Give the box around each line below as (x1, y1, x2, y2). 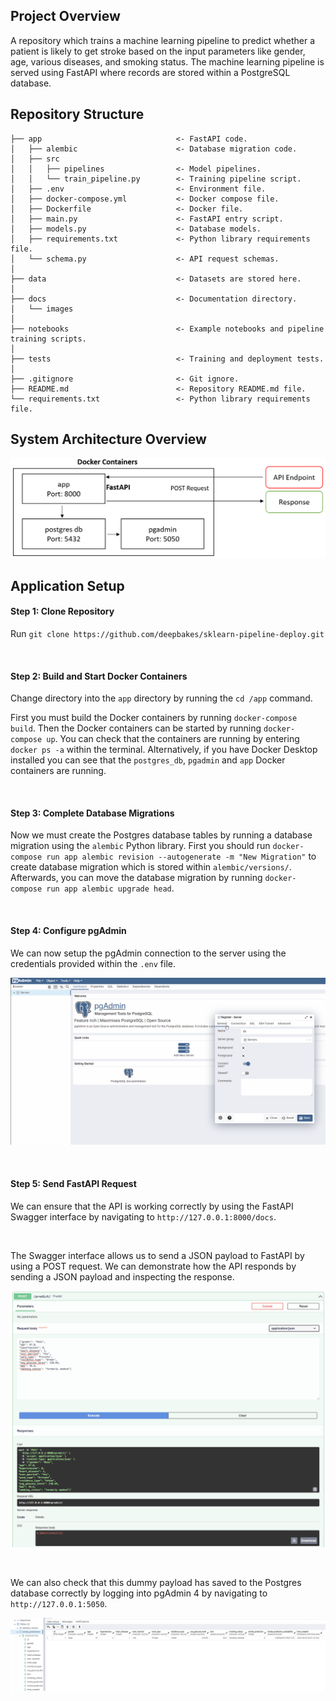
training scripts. (10, 334, 87, 344)
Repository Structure (10, 106, 145, 123)
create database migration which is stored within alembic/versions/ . (10, 861, 292, 873)
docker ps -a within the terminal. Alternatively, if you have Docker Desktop (10, 744, 318, 756)
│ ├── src (10, 154, 60, 164)
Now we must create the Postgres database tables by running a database (10, 829, 313, 841)
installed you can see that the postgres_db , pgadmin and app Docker (10, 754, 286, 766)
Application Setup (10, 577, 125, 594)
